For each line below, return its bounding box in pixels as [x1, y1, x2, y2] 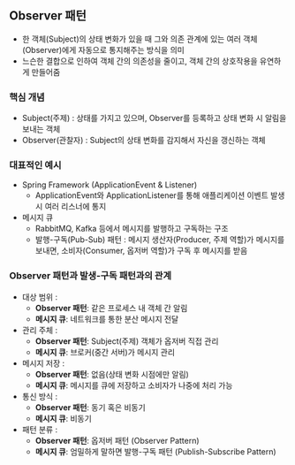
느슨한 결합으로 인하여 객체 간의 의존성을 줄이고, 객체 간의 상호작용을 [21, 56, 258, 66]
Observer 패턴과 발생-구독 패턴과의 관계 [9, 270, 172, 282]
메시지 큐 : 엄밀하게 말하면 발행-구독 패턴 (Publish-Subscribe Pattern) [34, 446, 276, 457]
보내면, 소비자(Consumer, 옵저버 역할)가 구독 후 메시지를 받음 [34, 246, 248, 256]
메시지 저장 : [21, 357, 65, 369]
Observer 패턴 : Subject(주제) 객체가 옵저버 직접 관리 [34, 335, 219, 347]
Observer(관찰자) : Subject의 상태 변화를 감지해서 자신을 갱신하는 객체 [21, 135, 267, 146]
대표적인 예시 [9, 159, 62, 172]
